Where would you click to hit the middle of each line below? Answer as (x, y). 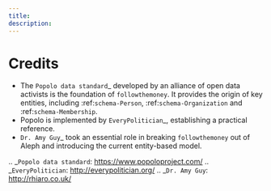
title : (19, 16)
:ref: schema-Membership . (59, 112)
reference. (37, 129)
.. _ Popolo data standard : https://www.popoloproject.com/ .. (109, 162)
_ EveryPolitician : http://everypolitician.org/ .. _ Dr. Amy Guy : (108, 170)
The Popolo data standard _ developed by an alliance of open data (130, 86)
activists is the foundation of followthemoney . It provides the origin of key (141, 95)
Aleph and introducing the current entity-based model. (111, 146)
